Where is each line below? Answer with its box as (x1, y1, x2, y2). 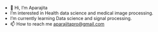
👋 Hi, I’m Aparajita (10, 5, 48, 10)
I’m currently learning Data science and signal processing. (10, 15, 132, 21)
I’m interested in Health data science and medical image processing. (10, 10, 153, 16)
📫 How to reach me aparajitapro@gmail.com (10, 21, 105, 27)
